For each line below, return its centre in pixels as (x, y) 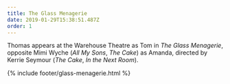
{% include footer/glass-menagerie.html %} (69, 73)
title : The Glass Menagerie (47, 13)
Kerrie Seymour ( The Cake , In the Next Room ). (73, 60)
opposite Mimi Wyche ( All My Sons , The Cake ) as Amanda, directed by (107, 53)
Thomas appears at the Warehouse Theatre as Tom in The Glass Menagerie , (115, 46)
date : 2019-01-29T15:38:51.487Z (53, 20)
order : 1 (20, 26)
